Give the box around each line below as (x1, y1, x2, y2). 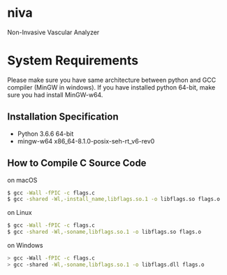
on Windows (7, 241, 43, 249)
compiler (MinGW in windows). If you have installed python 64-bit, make (7, 83, 216, 92)
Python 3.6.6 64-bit (17, 129, 74, 138)
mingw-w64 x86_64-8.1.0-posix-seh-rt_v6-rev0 (17, 136, 155, 145)
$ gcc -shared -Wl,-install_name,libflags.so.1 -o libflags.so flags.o (7, 196, 220, 203)
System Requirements (7, 52, 138, 69)
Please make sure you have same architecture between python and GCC (7, 76, 217, 84)
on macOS (7, 176, 38, 184)
